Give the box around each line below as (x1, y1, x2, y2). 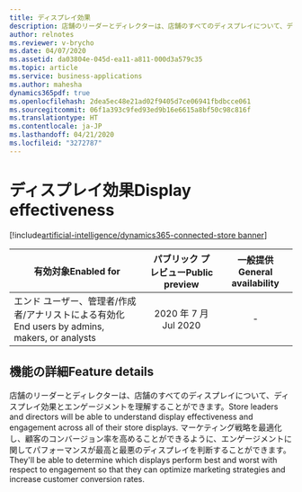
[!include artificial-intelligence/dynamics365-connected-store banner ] (9, 229, 268, 240)
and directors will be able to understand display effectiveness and (9, 411, 253, 422)
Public (185, 266, 214, 279)
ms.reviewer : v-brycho (9, 38, 94, 48)
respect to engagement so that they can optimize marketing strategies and (9, 464, 286, 475)
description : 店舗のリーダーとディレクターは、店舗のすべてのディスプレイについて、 (9, 22, 287, 31)
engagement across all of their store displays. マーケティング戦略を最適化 (9, 422, 283, 433)
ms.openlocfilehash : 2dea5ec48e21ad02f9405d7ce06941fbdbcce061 (9, 96, 252, 106)
